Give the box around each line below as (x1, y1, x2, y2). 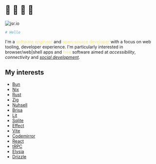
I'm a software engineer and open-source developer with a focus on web (5, 38, 152, 44)
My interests (5, 68, 44, 77)
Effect (12, 123, 24, 128)
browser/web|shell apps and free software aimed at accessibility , (5, 49, 136, 55)
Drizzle (12, 153, 27, 160)
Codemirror (12, 133, 35, 139)
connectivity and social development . (5, 54, 80, 60)
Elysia (12, 148, 24, 154)
